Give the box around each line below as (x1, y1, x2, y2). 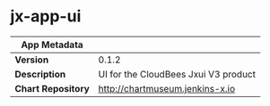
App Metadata (21, 38, 83, 51)
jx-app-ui (10, 6, 82, 27)
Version (14, 53, 49, 66)
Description (14, 68, 66, 80)
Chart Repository (14, 82, 91, 94)
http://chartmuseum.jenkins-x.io (98, 82, 236, 94)
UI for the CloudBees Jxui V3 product (98, 68, 257, 80)
